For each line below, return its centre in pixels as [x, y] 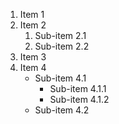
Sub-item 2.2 [62, 46]
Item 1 [32, 14]
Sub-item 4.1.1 [78, 88]
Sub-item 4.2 [62, 110]
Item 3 [33, 57]
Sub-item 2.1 [60, 35]
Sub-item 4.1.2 [79, 99]
